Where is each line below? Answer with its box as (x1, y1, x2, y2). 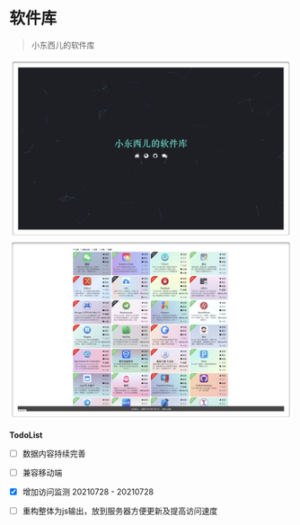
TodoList (9, 429, 43, 440)
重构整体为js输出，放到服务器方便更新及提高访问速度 (22, 505, 218, 516)
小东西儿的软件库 (31, 40, 95, 50)
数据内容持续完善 (22, 448, 86, 458)
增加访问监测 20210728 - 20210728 (22, 486, 154, 497)
